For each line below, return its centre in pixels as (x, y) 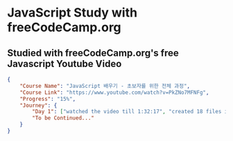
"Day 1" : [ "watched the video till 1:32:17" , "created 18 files (127, 112)
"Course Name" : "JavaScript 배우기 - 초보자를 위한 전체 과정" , (105, 86)
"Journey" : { (38, 105)
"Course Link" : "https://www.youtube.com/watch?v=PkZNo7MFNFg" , (114, 92)
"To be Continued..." (63, 118)
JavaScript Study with (72, 13)
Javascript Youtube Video (64, 64)
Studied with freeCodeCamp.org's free (93, 53)
